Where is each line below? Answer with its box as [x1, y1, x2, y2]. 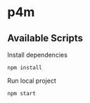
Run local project [7, 76, 56, 85]
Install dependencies [7, 50, 68, 59]
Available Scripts [7, 32, 83, 44]
